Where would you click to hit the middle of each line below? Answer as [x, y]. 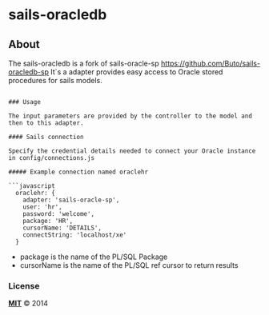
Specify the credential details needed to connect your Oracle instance [132, 151]
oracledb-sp [29, 72]
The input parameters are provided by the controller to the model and [130, 116]
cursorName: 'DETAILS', [62, 228]
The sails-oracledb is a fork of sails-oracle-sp [84, 63]
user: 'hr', [42, 207]
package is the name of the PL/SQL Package [94, 257]
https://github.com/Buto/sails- [211, 63]
